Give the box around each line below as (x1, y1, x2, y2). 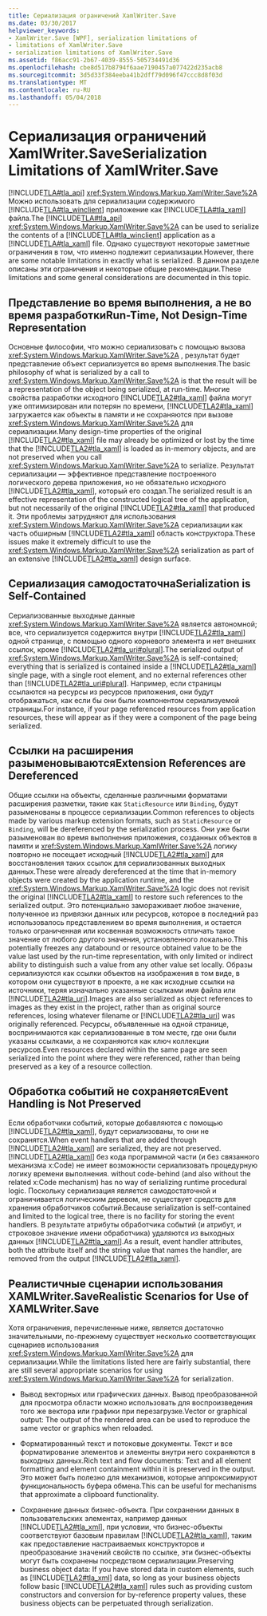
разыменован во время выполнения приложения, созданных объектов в (8, 832, 257, 842)
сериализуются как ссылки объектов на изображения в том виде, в (8, 968, 241, 978)
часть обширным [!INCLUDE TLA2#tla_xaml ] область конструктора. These (8, 528, 256, 538)
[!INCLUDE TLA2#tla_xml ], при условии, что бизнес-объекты (19, 1522, 223, 1532)
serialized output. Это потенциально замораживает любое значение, (8, 900, 242, 910)
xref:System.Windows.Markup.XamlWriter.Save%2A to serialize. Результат (8, 460, 255, 470)
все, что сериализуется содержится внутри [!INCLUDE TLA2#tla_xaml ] (8, 627, 245, 637)
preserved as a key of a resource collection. (8, 1061, 153, 1071)
